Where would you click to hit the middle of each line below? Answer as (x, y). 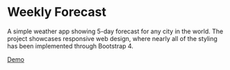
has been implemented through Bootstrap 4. (71, 46)
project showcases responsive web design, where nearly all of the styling (112, 38)
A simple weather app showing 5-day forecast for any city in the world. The (115, 31)
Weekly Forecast (57, 12)
